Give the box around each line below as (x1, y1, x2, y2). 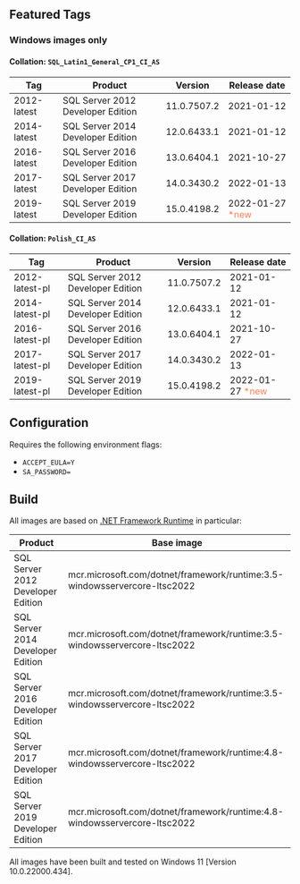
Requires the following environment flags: (9, 438, 162, 450)
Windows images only (9, 34, 108, 47)
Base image (151, 537, 203, 549)
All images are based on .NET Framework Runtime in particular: (9, 515, 243, 526)
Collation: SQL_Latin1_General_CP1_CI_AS (9, 55, 161, 66)
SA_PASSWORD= (21, 467, 71, 477)
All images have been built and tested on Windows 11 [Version (9, 856, 237, 867)
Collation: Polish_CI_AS (9, 233, 96, 244)
